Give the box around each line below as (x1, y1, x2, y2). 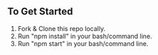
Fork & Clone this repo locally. (17, 24, 105, 32)
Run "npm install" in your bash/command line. (17, 32, 152, 40)
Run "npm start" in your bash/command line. (17, 39, 149, 48)
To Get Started (7, 6, 73, 18)
